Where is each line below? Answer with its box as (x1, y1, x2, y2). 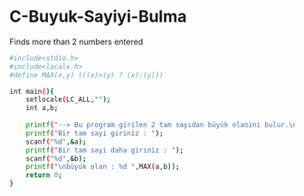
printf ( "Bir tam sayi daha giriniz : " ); (25, 145, 184, 154)
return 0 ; (25, 171, 63, 180)
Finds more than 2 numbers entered (9, 36, 143, 47)
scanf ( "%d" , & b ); (25, 154, 88, 163)
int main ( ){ (9, 87, 54, 96)
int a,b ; (25, 104, 59, 113)
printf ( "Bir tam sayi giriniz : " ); (25, 128, 165, 137)
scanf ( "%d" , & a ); (25, 137, 88, 146)
